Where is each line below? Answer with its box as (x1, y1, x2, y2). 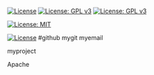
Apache (7, 61, 30, 69)
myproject (7, 47, 37, 55)
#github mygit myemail (37, 34, 103, 42)
